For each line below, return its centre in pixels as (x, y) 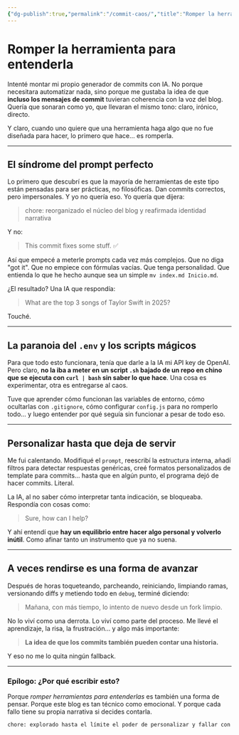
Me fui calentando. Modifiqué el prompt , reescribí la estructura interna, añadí (119, 460)
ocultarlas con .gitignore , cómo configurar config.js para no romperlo (113, 407)
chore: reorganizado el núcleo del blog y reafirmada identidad (115, 211)
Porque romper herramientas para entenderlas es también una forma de (113, 697)
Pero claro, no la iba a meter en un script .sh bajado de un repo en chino (115, 370)
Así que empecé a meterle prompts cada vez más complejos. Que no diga (116, 260)
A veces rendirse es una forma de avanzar (103, 569)
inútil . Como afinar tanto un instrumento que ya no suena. (92, 539)
